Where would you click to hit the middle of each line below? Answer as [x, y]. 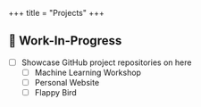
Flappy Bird [55, 92]
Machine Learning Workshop [88, 72]
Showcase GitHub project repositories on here [106, 62]
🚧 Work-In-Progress [65, 41]
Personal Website [67, 82]
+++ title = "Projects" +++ [56, 13]
